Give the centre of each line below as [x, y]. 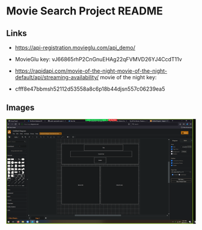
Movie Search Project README [85, 11]
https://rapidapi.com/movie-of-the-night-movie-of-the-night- [91, 71]
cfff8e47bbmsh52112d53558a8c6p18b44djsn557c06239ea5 [90, 89]
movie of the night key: [128, 77]
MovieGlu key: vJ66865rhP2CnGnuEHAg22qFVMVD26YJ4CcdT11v [98, 59]
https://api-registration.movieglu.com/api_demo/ [75, 47]
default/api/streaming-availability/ [57, 77]
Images [20, 108]
